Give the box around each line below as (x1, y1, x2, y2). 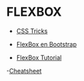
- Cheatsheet (6, 67, 42, 75)
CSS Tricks (16, 27, 48, 35)
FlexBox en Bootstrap (16, 40, 77, 48)
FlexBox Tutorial (16, 53, 62, 62)
